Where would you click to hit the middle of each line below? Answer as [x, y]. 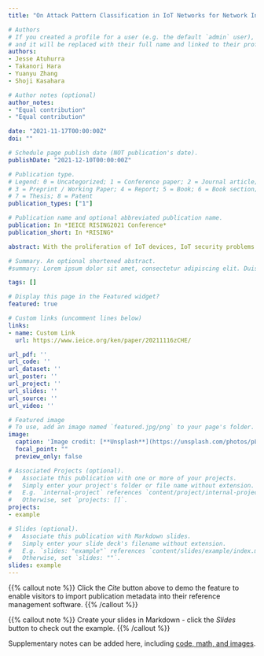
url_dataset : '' [35, 369]
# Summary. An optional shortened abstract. [82, 261]
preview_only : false [49, 456]
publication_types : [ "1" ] [50, 204]
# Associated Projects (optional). [66, 471]
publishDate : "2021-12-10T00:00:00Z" [70, 160]
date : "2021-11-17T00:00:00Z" [58, 132]
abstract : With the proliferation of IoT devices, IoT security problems [132, 246]
